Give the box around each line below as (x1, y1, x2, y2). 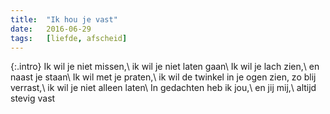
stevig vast (10, 92, 56, 105)
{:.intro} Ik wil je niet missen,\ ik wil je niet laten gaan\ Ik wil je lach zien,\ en (10, 61, 320, 73)
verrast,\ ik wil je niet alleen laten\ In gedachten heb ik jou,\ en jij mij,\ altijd (10, 82, 317, 94)
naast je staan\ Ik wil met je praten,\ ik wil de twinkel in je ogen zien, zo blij (10, 71, 317, 83)
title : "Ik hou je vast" (10, 14, 118, 25)
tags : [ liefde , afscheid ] (10, 33, 128, 43)
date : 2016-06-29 (10, 24, 92, 34)
